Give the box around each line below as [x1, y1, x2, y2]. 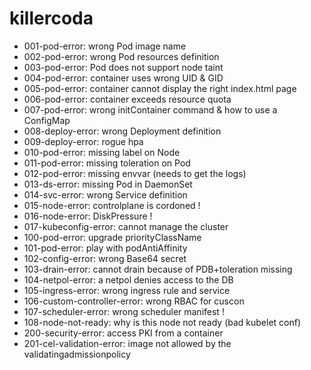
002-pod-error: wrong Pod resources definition [23, 50, 220, 62]
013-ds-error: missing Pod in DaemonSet [23, 178, 193, 190]
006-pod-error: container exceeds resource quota [23, 93, 232, 105]
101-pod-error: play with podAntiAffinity [23, 242, 188, 254]
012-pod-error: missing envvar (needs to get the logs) [23, 167, 247, 179]
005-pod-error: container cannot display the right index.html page [23, 82, 297, 94]
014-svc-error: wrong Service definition [23, 188, 188, 201]
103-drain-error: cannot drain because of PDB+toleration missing [23, 263, 293, 275]
